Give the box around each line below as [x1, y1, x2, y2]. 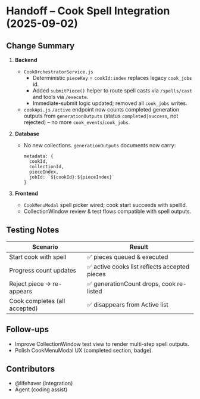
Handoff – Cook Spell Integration [6, 4, 170, 18]
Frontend [14, 190, 39, 197]
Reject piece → [9, 279, 52, 287]
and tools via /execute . [32, 94, 89, 100]
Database [14, 130, 40, 137]
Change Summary [6, 41, 75, 51]
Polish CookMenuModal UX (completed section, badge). [14, 347, 154, 354]
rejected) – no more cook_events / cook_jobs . [23, 119, 130, 126]
